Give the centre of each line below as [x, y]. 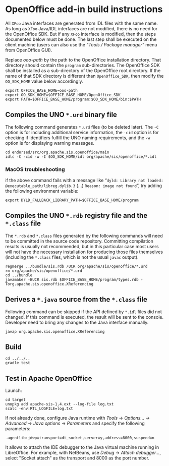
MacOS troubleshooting [35, 169]
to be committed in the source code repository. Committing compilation [79, 241]
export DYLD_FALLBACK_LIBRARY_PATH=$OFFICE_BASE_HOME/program [72, 200]
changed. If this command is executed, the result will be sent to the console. [84, 317]
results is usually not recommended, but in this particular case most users [82, 246]
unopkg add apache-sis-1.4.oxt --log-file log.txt [60, 404]
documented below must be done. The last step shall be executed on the [81, 39]
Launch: [14, 391]
